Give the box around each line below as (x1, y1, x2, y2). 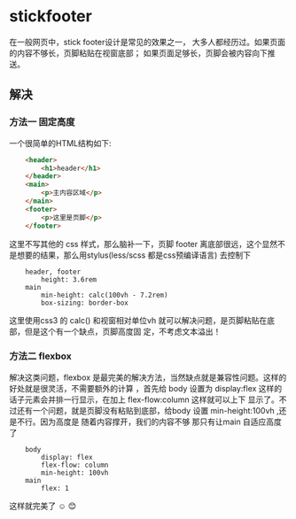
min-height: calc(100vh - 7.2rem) (41, 290, 168, 299)
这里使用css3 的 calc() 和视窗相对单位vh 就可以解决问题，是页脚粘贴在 (9, 314, 268, 325)
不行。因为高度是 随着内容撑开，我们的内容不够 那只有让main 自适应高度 (16, 416, 282, 427)
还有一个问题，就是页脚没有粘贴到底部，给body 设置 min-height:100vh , (16, 405, 279, 415)
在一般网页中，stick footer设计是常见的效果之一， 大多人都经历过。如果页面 (9, 36, 286, 47)
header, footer (25, 267, 82, 276)
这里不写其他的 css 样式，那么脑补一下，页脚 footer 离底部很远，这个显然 (9, 238, 277, 249)
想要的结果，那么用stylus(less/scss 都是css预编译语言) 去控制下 (16, 250, 251, 260)
